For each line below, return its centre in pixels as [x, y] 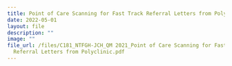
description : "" [30, 33]
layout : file [26, 26]
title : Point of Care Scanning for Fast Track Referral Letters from [109, 13]
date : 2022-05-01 [32, 20]
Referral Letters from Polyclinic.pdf [69, 52]
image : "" [21, 39]
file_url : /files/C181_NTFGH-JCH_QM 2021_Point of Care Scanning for [109, 45]
